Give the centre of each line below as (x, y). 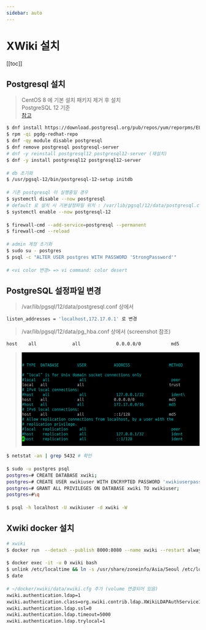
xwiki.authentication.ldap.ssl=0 (49, 608)
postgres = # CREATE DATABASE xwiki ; (52, 475)
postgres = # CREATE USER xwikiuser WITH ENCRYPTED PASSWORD (83, 482)
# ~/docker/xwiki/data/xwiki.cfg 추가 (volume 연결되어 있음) (82, 589)
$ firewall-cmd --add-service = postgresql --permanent (77, 225)
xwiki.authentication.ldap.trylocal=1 (56, 621)
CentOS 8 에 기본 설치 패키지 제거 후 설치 (71, 100)
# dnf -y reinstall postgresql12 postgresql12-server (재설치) (87, 153)
